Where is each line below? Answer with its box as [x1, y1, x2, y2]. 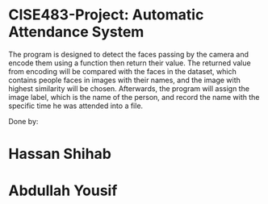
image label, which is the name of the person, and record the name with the [8, 92, 260, 102]
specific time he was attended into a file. [8, 101, 144, 110]
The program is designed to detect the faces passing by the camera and [8, 49, 249, 59]
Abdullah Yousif [8, 181, 118, 200]
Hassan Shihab [8, 145, 111, 163]
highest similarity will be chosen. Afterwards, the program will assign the [8, 83, 250, 94]
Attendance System [8, 23, 144, 41]
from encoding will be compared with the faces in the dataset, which [8, 66, 237, 76]
